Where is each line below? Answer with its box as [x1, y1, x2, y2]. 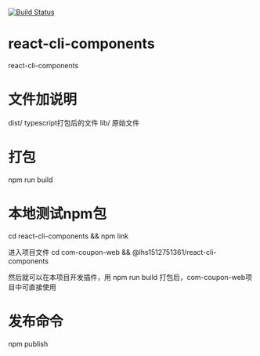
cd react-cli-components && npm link [8, 231, 129, 241]
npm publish [8, 339, 49, 348]
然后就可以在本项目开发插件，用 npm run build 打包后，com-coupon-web [8, 272, 246, 282]
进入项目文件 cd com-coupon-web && [8, 247, 131, 256]
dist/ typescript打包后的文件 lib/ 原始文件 [8, 118, 139, 127]
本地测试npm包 [8, 205, 107, 223]
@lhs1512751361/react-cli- [132, 247, 217, 256]
